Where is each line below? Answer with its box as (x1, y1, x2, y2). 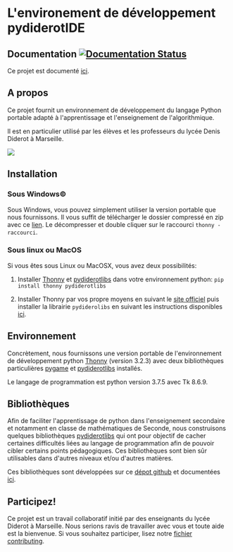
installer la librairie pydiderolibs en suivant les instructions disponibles (17, 302, 223, 311)
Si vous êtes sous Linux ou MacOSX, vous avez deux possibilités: (7, 261, 197, 269)
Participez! (7, 496, 56, 508)
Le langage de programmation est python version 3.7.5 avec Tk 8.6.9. (7, 377, 208, 386)
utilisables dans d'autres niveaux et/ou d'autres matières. (7, 454, 174, 462)
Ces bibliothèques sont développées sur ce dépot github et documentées (7, 467, 220, 477)
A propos (7, 87, 49, 99)
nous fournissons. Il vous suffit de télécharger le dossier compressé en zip (7, 213, 224, 221)
